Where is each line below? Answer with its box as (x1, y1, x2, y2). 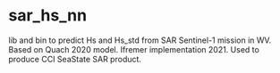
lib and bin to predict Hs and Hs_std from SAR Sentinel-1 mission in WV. (8, 35, 272, 45)
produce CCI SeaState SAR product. (8, 53, 142, 64)
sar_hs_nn (8, 5, 87, 26)
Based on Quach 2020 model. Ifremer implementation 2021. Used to (8, 44, 260, 54)
